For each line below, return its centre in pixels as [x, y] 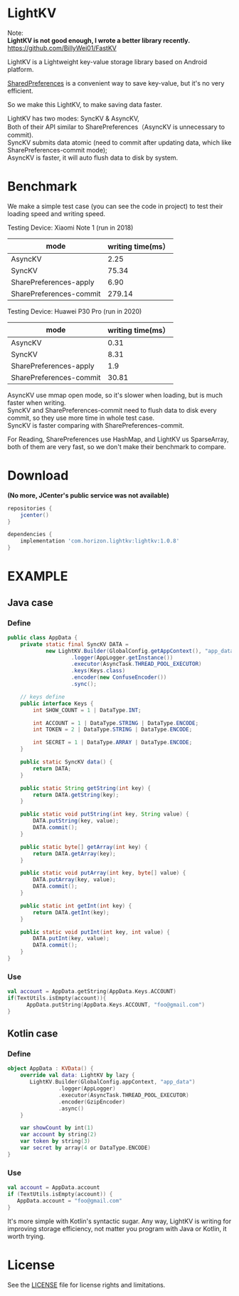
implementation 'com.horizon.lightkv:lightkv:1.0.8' [100, 541]
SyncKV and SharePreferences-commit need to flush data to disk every [112, 410]
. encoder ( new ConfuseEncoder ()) [119, 678]
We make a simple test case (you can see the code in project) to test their [115, 206]
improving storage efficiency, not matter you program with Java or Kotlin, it [117, 1228]
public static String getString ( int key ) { [86, 788]
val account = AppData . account [54, 1188]
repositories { [30, 508]
